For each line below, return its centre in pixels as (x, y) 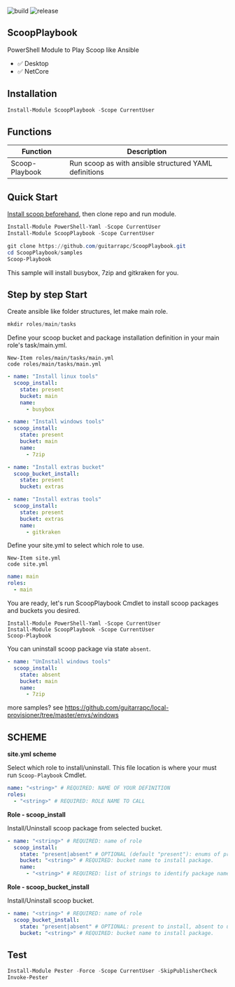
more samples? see (35, 708)
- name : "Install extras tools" (54, 499)
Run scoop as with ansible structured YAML (141, 164)
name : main (23, 577)
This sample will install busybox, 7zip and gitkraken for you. (93, 272)
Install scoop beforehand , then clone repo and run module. (92, 214)
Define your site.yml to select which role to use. (76, 545)
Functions (30, 132)
